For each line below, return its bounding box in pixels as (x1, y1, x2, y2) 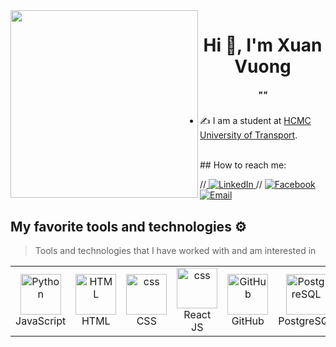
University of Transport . (199, 129, 298, 141)
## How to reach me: (199, 159, 287, 171)
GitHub (231, 314, 265, 328)
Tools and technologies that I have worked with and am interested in (34, 244, 317, 256)
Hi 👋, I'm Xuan (203, 34, 323, 57)
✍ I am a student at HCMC (199, 115, 312, 127)
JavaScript (15, 314, 67, 328)
